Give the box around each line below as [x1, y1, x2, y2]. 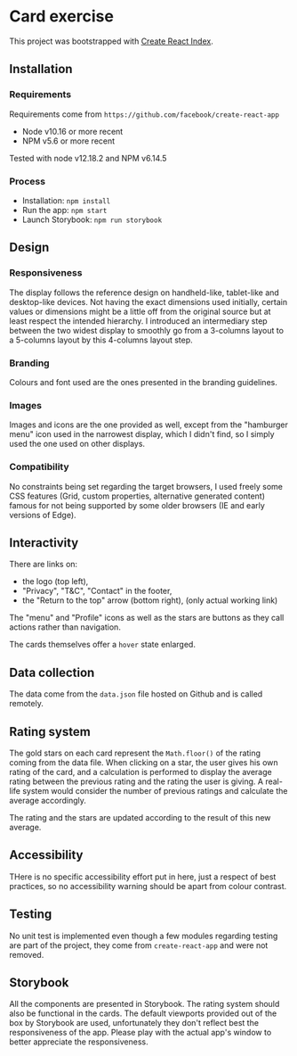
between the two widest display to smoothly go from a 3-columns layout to [9, 325, 285, 335]
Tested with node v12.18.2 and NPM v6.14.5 [9, 153, 167, 163]
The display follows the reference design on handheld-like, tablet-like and [9, 287, 280, 298]
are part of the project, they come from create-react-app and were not [9, 939, 269, 951]
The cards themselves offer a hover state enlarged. [9, 639, 196, 650]
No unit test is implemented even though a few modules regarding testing [9, 930, 278, 941]
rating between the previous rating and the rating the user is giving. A [9, 776, 264, 787]
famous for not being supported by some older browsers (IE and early [9, 499, 265, 510]
